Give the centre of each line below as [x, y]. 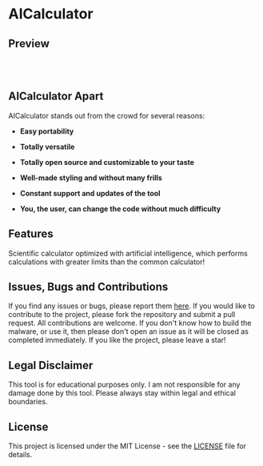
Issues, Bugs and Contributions [88, 287]
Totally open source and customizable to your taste [107, 162]
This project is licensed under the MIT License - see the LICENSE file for [127, 446]
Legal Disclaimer [51, 365]
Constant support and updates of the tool [90, 193]
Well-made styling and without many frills [91, 178]
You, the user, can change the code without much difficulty [120, 208]
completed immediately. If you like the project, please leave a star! [117, 340]
